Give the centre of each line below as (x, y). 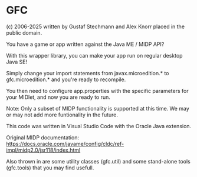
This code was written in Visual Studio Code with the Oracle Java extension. (99, 126)
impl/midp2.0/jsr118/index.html (43, 150)
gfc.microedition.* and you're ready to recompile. (66, 79)
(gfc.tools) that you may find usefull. (50, 168)
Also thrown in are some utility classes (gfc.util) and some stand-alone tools (98, 161)
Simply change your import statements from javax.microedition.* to (88, 73)
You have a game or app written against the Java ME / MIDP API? (85, 44)
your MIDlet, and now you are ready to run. (58, 97)
